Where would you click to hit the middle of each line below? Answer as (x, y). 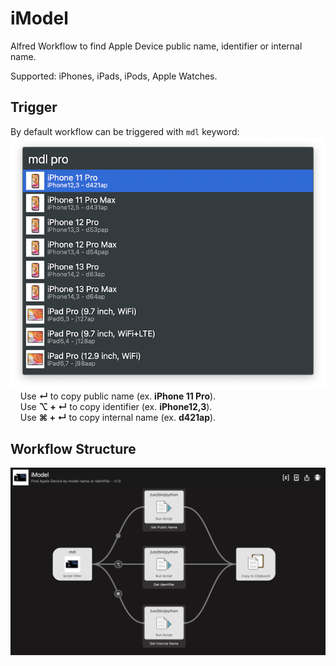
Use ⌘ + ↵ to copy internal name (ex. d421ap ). (118, 418)
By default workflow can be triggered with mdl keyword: (125, 131)
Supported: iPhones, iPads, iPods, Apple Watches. (114, 76)
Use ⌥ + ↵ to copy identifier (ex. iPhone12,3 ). (116, 407)
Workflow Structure (73, 448)
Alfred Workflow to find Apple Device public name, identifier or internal (156, 46)
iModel (39, 18)
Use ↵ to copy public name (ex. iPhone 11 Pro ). (118, 396)
